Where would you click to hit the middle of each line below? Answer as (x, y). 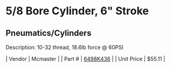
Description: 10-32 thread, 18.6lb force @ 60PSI (64, 47)
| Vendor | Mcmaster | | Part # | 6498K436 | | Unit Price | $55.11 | (85, 59)
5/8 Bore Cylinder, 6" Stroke (77, 11)
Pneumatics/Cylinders (49, 33)
